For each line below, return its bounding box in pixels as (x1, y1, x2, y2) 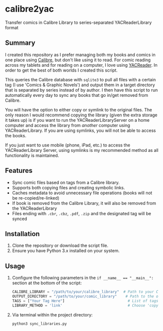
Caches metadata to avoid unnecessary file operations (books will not (12, 190, 152, 196)
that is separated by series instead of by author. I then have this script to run (5, 87, 158, 93)
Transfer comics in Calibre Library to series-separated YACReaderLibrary (5, 19, 152, 25)
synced (12, 216, 28, 221)
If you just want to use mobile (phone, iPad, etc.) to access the (5, 142, 130, 148)
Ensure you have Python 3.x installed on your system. (12, 248, 120, 254)
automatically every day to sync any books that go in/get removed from (5, 92, 148, 98)
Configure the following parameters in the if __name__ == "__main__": (12, 275, 154, 281)
